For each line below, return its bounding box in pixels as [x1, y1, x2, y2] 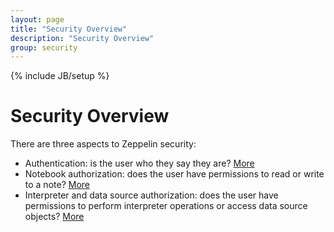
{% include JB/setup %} [10, 70, 110, 82]
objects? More [24, 211, 85, 223]
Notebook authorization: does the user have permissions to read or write [24, 168, 325, 180]
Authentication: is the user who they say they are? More [24, 157, 255, 170]
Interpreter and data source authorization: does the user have [24, 189, 279, 201]
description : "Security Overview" [10, 33, 155, 43]
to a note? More [24, 179, 90, 191]
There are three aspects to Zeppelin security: [10, 138, 197, 150]
